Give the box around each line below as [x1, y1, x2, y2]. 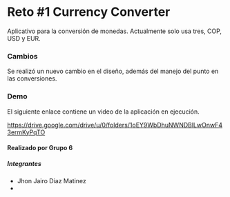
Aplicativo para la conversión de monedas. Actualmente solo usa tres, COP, [7, 27, 222, 35]
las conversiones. [7, 74, 57, 83]
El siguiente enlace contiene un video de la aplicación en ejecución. [7, 107, 200, 116]
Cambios [7, 51, 38, 61]
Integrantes [7, 159, 41, 167]
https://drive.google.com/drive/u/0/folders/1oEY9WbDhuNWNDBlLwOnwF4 [7, 121, 223, 129]
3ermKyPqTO [7, 128, 46, 136]
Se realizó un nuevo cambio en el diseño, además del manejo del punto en [7, 67, 219, 76]
